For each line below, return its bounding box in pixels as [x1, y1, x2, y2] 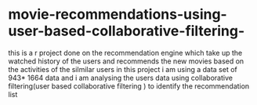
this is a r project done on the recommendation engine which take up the [8, 48, 243, 57]
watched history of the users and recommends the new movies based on [8, 56, 244, 66]
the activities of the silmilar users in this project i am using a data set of [8, 64, 237, 74]
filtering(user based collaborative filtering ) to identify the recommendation [8, 81, 250, 91]
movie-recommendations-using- [8, 5, 227, 24]
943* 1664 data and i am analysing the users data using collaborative [8, 73, 233, 82]
